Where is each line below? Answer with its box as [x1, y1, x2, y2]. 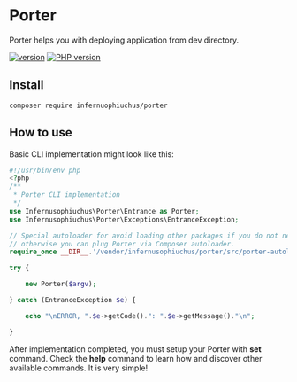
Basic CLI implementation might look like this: [9, 148, 174, 160]
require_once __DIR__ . [9, 247, 93, 257]
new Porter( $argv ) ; [25, 280, 97, 289]
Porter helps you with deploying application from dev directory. [9, 35, 240, 45]
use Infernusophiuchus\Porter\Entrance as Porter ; [9, 207, 200, 215]
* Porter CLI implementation [12, 191, 121, 199]
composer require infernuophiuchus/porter [9, 101, 168, 110]
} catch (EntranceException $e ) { [9, 296, 137, 305]
